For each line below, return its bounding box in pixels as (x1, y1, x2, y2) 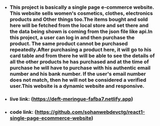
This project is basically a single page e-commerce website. (9, 4, 154, 11)
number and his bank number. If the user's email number (9, 70, 146, 77)
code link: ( (9, 109, 37, 115)
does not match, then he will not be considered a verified (9, 77, 146, 83)
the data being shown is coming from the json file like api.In (9, 28, 153, 35)
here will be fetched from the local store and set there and (9, 22, 149, 29)
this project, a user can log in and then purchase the (9, 34, 135, 41)
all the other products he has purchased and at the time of (9, 58, 149, 65)
